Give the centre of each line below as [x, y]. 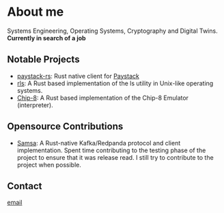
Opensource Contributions [65, 127]
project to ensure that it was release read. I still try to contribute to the [115, 157]
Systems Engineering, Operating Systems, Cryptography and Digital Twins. [112, 31]
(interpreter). [35, 105]
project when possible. [49, 165]
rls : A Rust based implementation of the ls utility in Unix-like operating [115, 83]
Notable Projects [43, 60]
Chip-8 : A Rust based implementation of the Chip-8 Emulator [103, 98]
